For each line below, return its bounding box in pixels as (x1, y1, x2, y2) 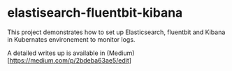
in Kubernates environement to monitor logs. (7, 35, 136, 43)
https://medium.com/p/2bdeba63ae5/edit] (9, 56, 131, 64)
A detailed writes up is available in (7, 49, 106, 57)
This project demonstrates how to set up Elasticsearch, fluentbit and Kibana (7, 28, 226, 36)
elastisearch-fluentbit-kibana (7, 5, 183, 21)
